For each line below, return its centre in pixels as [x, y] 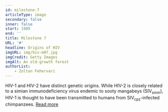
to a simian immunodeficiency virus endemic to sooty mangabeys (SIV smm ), [84, 92]
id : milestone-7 [22, 10]
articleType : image [26, 15]
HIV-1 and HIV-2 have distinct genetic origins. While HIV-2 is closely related [84, 86]
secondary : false [24, 19]
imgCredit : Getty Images [31, 57]
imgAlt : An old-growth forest [37, 62]
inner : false [19, 24]
